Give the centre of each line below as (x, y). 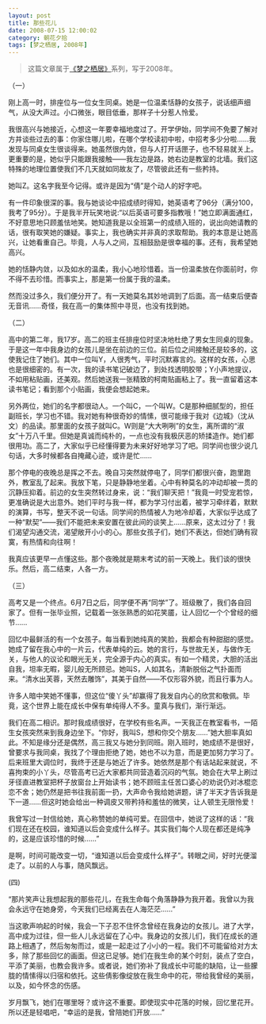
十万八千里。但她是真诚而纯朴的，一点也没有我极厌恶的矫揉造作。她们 (133, 436)
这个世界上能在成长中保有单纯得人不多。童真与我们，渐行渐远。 (126, 706)
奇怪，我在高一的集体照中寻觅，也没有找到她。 (117, 306)
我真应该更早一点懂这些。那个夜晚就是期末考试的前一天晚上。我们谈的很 (126, 559)
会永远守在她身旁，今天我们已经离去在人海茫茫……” (92, 909)
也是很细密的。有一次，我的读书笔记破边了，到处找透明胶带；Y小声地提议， (132, 369)
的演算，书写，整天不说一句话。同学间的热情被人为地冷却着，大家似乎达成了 (133, 512)
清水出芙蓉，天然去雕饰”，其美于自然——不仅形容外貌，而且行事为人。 (141, 679)
